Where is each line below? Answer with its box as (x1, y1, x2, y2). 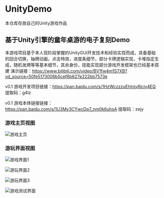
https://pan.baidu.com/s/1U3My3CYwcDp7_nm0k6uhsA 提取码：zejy (5, 106, 144, 112)
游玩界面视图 (5, 145, 36, 152)
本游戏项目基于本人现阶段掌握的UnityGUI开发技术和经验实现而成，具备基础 (5, 50, 156, 56)
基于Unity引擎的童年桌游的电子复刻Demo (5, 36, 130, 44)
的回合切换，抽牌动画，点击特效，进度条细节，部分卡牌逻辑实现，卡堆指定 (5, 56, 155, 61)
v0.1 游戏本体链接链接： (5, 100, 53, 106)
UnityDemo (5, 3, 52, 15)
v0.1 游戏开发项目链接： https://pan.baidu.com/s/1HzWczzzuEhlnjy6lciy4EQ (5, 83, 156, 89)
